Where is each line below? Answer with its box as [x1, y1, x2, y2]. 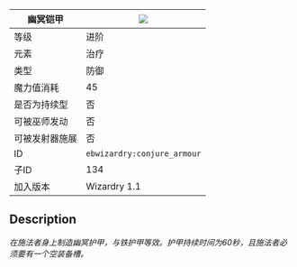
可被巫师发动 [13, 115, 69, 127]
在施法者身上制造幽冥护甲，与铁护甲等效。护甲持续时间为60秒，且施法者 [9, 236, 280, 247]
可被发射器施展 [13, 133, 78, 144]
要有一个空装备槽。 [16, 248, 88, 259]
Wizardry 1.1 [85, 180, 141, 192]
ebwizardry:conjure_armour [85, 149, 202, 159]
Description [9, 212, 76, 227]
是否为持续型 [13, 98, 69, 111]
